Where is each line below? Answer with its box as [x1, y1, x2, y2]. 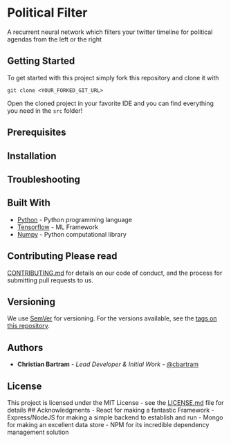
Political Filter [7, 5, 88, 21]
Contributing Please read [7, 251, 118, 262]
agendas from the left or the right [7, 35, 102, 43]
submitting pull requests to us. [7, 275, 93, 284]
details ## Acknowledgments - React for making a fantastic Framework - [7, 406, 214, 414]
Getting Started [7, 55, 75, 67]
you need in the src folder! [7, 106, 83, 115]
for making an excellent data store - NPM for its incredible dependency [7, 420, 210, 428]
